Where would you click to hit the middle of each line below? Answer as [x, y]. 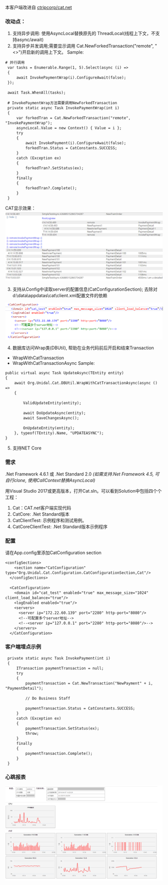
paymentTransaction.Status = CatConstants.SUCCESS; [80, 708]
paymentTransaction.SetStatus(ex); [62, 728]
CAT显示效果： [20, 208]
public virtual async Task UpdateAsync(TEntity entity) [64, 373]
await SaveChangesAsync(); [51, 418]
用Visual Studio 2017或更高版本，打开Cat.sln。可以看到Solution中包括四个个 [83, 491]
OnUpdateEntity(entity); [49, 428]
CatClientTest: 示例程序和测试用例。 [49, 521]
